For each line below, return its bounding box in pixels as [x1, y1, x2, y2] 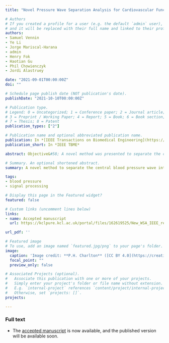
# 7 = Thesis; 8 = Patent [5, 119, 59, 124]
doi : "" [5, 82, 22, 87]
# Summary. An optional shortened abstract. [5, 160, 100, 166]
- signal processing [5, 184, 49, 189]
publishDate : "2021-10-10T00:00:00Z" [5, 95, 84, 101]
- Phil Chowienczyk [5, 64, 46, 69]
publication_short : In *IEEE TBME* [5, 142, 80, 147]
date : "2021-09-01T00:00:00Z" [5, 77, 69, 82]
